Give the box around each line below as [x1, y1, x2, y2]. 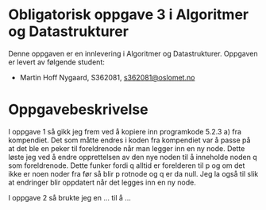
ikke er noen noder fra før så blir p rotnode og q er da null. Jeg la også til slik [8, 169, 259, 178]
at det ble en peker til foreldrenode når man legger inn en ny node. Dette [8, 143, 245, 153]
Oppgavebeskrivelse [8, 101, 148, 119]
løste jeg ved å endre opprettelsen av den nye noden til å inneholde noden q [8, 152, 257, 161]
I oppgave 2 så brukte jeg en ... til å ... [8, 192, 131, 202]
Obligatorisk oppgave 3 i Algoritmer [8, 6, 249, 24]
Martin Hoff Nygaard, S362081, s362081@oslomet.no [19, 72, 195, 82]
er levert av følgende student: [8, 57, 105, 67]
